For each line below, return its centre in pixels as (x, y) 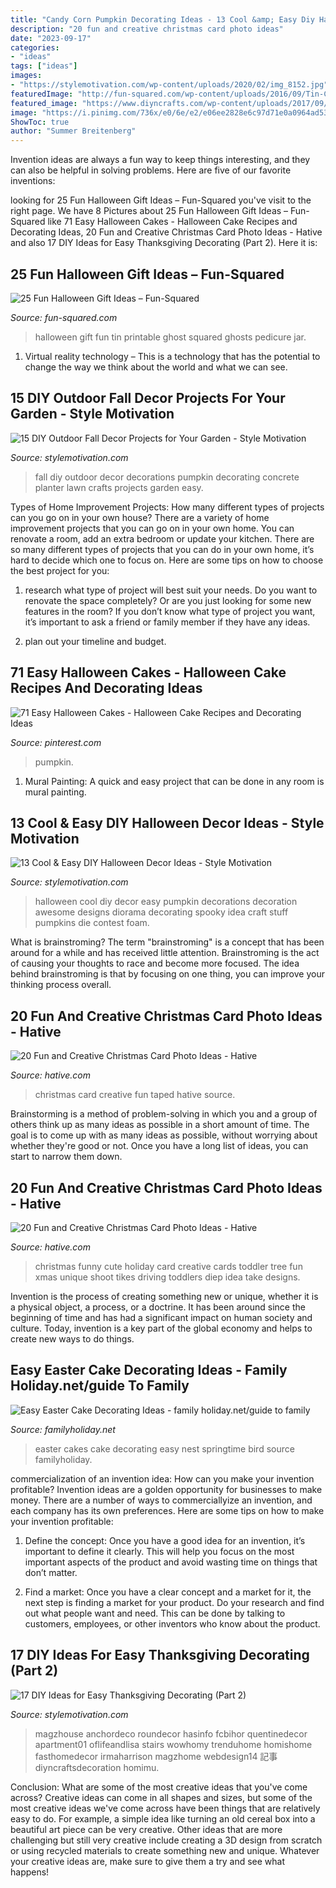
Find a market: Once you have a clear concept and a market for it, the (168, 1592)
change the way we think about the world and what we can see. (156, 367)
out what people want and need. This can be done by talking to (155, 1613)
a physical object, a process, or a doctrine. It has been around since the (158, 1307)
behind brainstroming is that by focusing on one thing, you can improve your (167, 974)
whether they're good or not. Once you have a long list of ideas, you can (159, 1146)
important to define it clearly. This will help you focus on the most (159, 1551)
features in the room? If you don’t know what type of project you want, (170, 611)
